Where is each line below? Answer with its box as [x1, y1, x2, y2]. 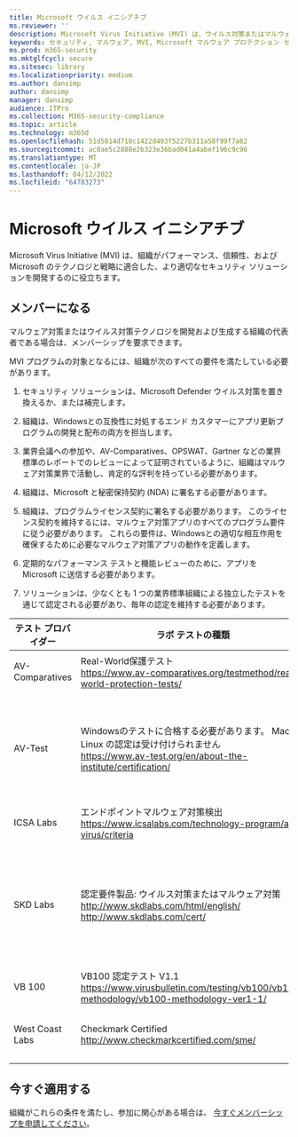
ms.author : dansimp [9, 79, 82, 88]
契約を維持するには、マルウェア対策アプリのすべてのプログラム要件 [37, 517, 286, 527]
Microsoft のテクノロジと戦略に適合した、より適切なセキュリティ [9, 261, 247, 272]
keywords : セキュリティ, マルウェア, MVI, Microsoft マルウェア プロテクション [9, 37, 280, 47]
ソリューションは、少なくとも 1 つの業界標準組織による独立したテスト [21, 588, 278, 598]
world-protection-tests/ [80, 677, 182, 690]
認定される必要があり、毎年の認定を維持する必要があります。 [45, 598, 271, 609]
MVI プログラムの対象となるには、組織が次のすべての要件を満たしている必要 [9, 356, 289, 367]
